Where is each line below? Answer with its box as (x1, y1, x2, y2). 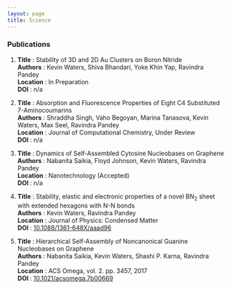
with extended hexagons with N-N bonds (17, 201, 135, 210)
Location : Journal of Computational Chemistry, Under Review (17, 128, 196, 136)
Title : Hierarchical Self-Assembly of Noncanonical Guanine (17, 237, 189, 245)
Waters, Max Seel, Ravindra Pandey (17, 120, 119, 129)
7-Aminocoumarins (17, 106, 72, 114)
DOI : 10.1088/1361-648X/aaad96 (17, 224, 112, 232)
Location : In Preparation (17, 77, 89, 86)
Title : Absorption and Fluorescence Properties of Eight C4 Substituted (17, 98, 221, 107)
